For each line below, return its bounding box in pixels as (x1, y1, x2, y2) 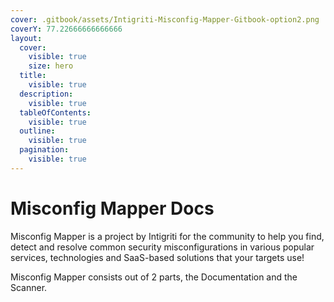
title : (19, 71, 47, 81)
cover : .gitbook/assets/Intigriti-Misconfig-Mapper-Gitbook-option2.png (10, 14, 320, 25)
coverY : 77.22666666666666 (10, 24, 123, 34)
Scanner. (10, 281, 48, 293)
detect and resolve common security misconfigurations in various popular (10, 241, 315, 253)
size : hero (28, 61, 74, 71)
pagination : (19, 145, 70, 155)
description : (19, 89, 74, 99)
